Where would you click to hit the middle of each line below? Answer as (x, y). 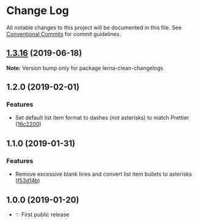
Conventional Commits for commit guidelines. (64, 34)
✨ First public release (42, 214)
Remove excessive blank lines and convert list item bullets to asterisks (104, 174)
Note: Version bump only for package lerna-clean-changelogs (85, 68)
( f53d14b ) (28, 181)
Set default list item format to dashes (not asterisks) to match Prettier (102, 118)
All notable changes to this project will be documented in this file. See (94, 27)
